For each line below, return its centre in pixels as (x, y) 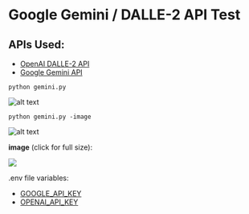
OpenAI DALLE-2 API (55, 64)
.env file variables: (39, 178)
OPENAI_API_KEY (49, 202)
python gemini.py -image (50, 117)
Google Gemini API (51, 72)
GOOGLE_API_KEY (51, 193)
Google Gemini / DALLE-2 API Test (124, 15)
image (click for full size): (51, 147)
